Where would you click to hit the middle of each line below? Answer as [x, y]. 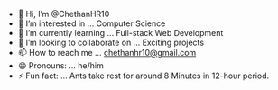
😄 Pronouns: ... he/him [60, 66]
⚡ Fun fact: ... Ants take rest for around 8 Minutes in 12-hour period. [144, 76]
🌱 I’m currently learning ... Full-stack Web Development [120, 33]
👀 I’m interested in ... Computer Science [92, 23]
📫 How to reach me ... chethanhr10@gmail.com [107, 53]
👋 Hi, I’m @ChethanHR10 [64, 14]
